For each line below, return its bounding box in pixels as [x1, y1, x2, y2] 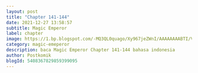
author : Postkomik [6, 52, 51, 58]
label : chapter [6, 31, 44, 36]
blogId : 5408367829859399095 [6, 58, 78, 64]
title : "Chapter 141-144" [6, 14, 70, 20]
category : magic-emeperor [6, 42, 70, 48]
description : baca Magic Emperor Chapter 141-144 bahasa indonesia [6, 47, 176, 53]
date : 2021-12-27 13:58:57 [6, 19, 72, 25]
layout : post [6, 8, 38, 15]
